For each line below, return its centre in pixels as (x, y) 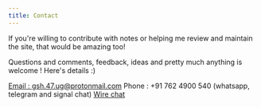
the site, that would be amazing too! (67, 46)
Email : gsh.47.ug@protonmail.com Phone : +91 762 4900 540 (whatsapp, (129, 86)
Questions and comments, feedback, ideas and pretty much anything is (125, 62)
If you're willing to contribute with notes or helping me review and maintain (130, 38)
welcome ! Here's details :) (52, 70)
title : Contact (33, 15)
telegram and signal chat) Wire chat (67, 94)
